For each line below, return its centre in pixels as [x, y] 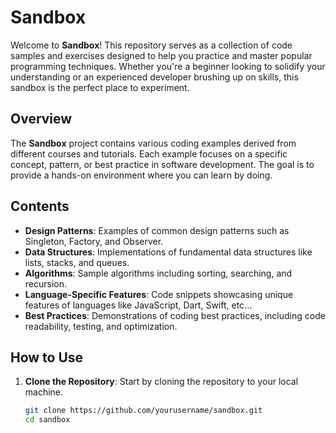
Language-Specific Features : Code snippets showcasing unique [159, 294]
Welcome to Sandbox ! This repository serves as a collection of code [151, 45]
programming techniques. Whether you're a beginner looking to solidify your [168, 66]
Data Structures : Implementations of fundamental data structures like [168, 252]
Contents [40, 206]
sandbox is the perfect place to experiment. [100, 87]
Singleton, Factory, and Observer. [94, 241]
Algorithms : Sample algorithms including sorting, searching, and [158, 273]
